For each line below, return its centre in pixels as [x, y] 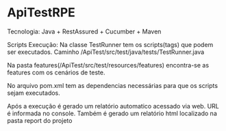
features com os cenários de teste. [56, 72]
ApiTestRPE [41, 13]
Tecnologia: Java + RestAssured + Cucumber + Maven [84, 31]
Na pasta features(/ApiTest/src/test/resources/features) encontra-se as [108, 65]
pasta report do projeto [40, 120]
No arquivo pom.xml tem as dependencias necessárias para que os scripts [112, 85]
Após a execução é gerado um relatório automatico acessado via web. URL [113, 106]
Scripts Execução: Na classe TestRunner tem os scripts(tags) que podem [110, 44]
